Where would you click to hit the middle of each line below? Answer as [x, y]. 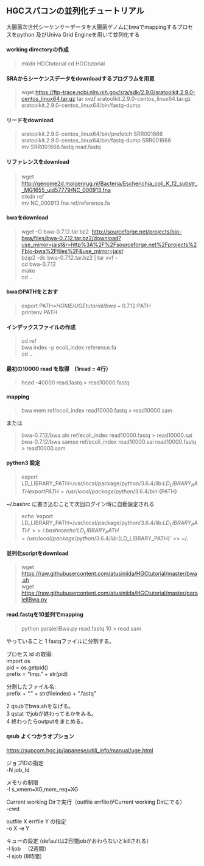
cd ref [29, 341]
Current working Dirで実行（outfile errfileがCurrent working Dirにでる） [96, 802]
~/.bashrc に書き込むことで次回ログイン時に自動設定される [80, 504]
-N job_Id [18, 769]
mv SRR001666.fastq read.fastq [61, 147]
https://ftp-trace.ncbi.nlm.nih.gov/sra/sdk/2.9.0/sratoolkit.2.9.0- [116, 92]
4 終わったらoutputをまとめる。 [46, 721]
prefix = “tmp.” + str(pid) [37, 673]
